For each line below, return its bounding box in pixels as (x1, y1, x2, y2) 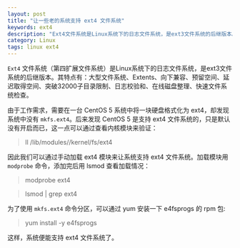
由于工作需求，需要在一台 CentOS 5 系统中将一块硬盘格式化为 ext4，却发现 (7, 106, 230, 114)
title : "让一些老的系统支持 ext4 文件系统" (7, 17, 125, 24)
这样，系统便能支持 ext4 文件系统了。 (7, 233, 119, 242)
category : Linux (7, 37, 56, 44)
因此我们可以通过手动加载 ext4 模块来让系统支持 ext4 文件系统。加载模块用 (7, 153, 229, 161)
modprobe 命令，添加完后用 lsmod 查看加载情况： (7, 162, 151, 170)
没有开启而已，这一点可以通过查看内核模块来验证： (7, 124, 158, 132)
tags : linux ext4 (7, 43, 59, 51)
